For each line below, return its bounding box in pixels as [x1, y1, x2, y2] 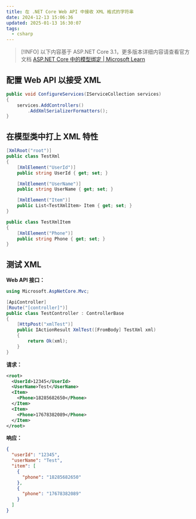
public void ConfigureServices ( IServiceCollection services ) [6, 91, 162, 97]
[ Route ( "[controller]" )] [6, 305, 68, 311]
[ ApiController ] [6, 299, 47, 305]
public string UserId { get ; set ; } [17, 170, 109, 176]
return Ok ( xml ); [27, 338, 68, 344]
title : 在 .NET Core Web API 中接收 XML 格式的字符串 [6, 8, 134, 15]
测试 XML [6, 259, 42, 269]
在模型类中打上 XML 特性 [6, 131, 99, 141]
